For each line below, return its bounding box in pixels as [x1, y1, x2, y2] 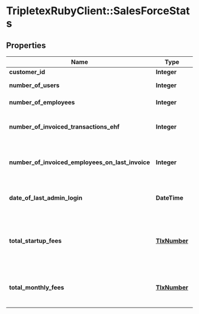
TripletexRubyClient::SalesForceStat [6, 4, 190, 18]
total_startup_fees [9, 237, 62, 245]
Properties [6, 40, 46, 50]
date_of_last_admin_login [9, 194, 83, 202]
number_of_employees [9, 98, 75, 106]
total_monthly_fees [9, 283, 65, 291]
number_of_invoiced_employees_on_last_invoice [9, 158, 150, 166]
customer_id [9, 68, 46, 76]
